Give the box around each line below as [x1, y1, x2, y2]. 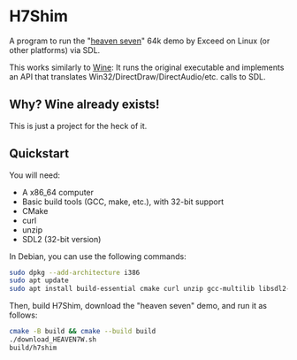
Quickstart [9, 146, 70, 161]
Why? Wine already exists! [9, 97, 160, 112]
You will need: [9, 170, 60, 180]
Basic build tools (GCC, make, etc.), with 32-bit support [21, 196, 224, 207]
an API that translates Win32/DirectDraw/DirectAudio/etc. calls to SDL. [9, 71, 266, 81]
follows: [9, 310, 38, 320]
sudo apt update [9, 276, 69, 285]
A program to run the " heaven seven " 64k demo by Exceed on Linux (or [9, 35, 270, 46]
